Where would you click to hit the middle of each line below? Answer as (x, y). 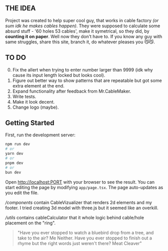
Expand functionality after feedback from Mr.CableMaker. (72, 91)
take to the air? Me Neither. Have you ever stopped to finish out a (85, 238)
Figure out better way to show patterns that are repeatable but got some (87, 80)
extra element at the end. (38, 86)
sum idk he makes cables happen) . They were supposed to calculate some (83, 26)
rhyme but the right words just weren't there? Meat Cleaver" (79, 243)
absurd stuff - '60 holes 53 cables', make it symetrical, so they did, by (77, 31)
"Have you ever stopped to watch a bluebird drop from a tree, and (86, 232)
